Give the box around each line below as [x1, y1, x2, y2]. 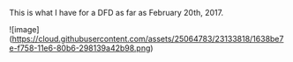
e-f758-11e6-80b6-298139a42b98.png [9, 43, 151, 53]
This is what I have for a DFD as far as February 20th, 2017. [9, 8, 224, 17]
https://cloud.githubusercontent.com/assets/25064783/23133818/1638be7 [11, 34, 284, 44]
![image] [9, 24, 40, 34]
